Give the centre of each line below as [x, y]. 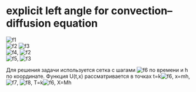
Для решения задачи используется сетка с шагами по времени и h [97, 70]
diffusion [29, 23]
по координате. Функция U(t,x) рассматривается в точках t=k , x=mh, [98, 76]
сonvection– [142, 11]
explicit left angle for [57, 11]
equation [76, 23]
